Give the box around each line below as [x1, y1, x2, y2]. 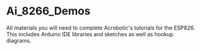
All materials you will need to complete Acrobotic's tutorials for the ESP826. [6, 24, 196, 31]
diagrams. [6, 37, 32, 44]
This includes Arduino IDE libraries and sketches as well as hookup [6, 30, 174, 37]
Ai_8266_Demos [6, 4, 91, 18]
